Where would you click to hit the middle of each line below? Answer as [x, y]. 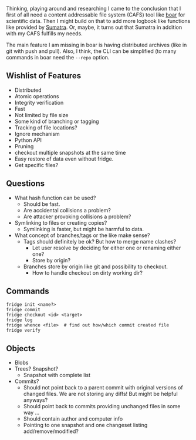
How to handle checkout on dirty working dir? [87, 272]
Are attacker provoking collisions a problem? [77, 216]
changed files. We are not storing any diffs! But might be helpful [100, 394]
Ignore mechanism [37, 134]
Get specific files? [36, 165]
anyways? [36, 400]
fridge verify [23, 331]
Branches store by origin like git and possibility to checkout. [96, 266]
